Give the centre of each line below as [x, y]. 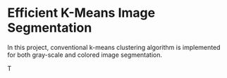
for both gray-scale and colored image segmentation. [85, 55]
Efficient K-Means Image [81, 13]
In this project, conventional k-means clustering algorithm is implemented [114, 47]
